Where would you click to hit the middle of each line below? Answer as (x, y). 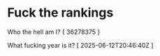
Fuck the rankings (60, 13)
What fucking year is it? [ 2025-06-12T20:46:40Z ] (80, 45)
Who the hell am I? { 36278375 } (54, 32)
